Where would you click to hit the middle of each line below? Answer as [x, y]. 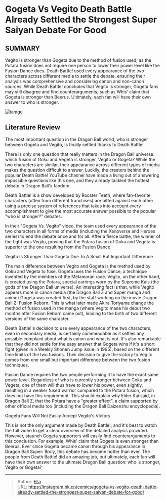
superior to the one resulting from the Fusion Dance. [59, 247]
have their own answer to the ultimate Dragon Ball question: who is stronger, [83, 462]
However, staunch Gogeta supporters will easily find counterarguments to [80, 436]
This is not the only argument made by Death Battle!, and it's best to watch [81, 425]
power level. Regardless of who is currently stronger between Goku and [78, 380]
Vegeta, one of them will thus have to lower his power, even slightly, [74, 385]
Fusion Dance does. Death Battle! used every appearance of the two [75, 71]
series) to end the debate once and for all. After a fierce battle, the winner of [83, 236]
